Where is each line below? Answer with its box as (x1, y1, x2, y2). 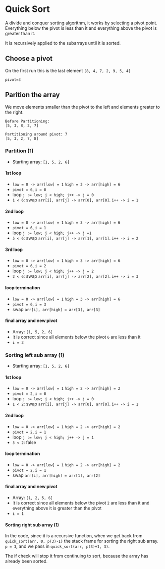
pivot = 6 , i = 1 (12, 225, 47, 231)
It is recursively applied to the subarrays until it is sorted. (5, 40, 121, 46)
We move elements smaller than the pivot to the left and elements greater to (5, 104, 160, 110)
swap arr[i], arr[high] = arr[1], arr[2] (12, 472, 101, 478)
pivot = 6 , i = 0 (12, 187, 47, 192)
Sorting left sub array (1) (5, 351, 65, 358)
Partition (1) (5, 147, 34, 154)
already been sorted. (5, 558, 48, 564)
